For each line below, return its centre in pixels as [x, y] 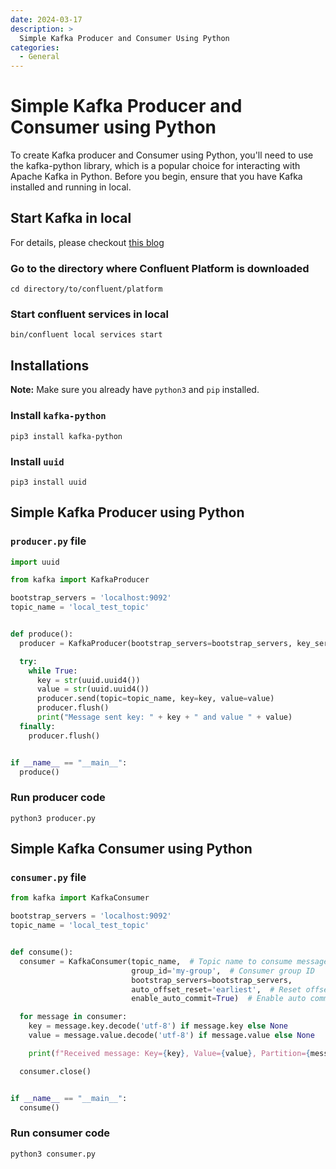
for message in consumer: [73, 1017]
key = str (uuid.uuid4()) [88, 680]
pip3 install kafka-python [66, 436]
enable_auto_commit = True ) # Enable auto [219, 999]
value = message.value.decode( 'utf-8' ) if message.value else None [171, 1036]
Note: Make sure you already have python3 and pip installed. [135, 390]
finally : [37, 726]
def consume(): [42, 952]
